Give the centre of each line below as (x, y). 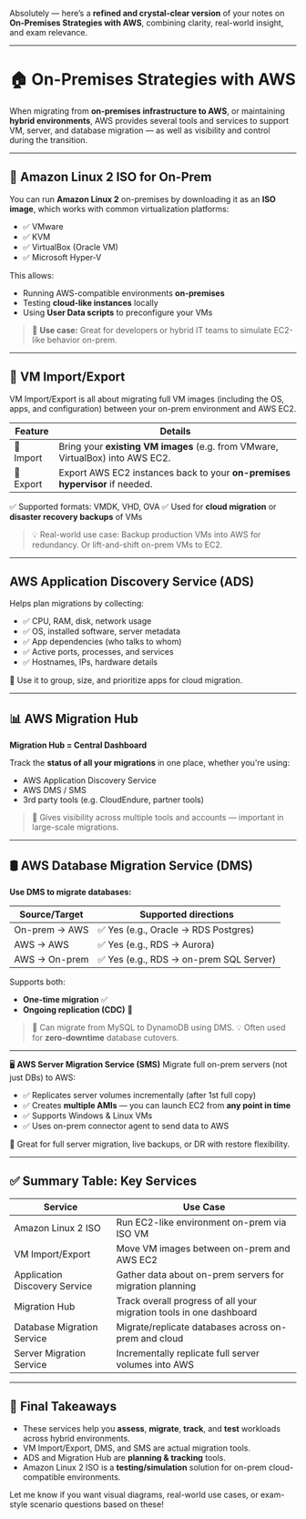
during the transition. (49, 139)
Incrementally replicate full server (188, 1353)
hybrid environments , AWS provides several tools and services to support (149, 120)
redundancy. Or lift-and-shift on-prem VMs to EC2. (127, 545)
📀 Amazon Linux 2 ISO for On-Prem (111, 177)
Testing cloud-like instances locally (91, 302)
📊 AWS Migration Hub (74, 719)
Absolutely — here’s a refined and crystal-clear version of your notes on (147, 13)
